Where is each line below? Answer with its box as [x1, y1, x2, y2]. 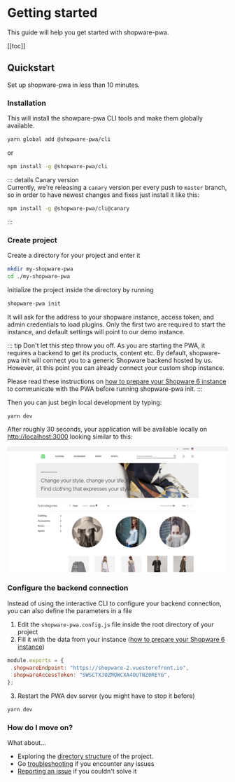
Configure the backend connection [7, 583, 129, 593]
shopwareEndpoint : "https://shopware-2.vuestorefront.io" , [13, 664, 190, 671]
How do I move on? [7, 723, 73, 732]
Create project [7, 235, 57, 245]
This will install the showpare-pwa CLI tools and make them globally [7, 114, 203, 123]
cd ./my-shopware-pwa [7, 273, 71, 280]
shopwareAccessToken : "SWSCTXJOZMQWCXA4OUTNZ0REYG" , [13, 671, 171, 679]
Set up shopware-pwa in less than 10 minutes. [7, 81, 140, 89]
